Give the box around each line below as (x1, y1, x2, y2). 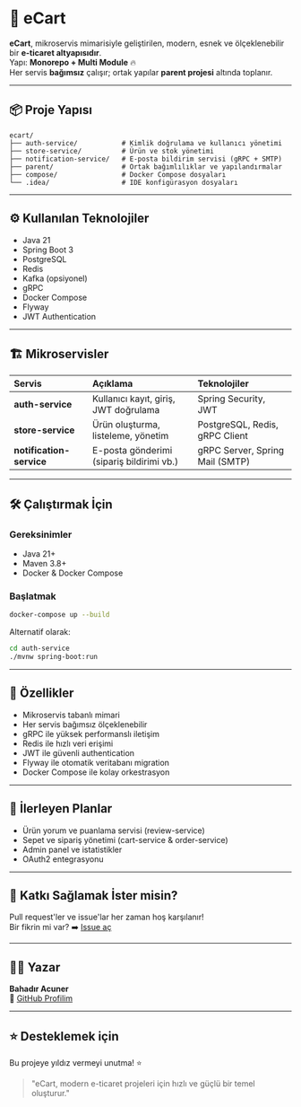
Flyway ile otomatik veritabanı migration (21, 757, 170, 768)
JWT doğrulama (92, 404, 160, 417)
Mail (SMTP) (197, 455, 251, 468)
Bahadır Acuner (9, 983, 69, 995)
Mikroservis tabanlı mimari (21, 709, 121, 720)
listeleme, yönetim (92, 430, 169, 443)
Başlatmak (9, 590, 56, 602)
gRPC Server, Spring (197, 444, 285, 457)
